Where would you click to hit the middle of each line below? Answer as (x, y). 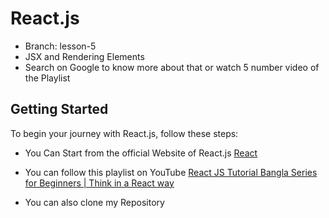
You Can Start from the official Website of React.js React (141, 153)
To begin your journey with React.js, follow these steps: (124, 133)
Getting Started (59, 109)
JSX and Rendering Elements (84, 56)
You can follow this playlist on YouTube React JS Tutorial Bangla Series (171, 172)
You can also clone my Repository (94, 202)
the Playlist (47, 78)
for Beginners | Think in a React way (99, 183)
